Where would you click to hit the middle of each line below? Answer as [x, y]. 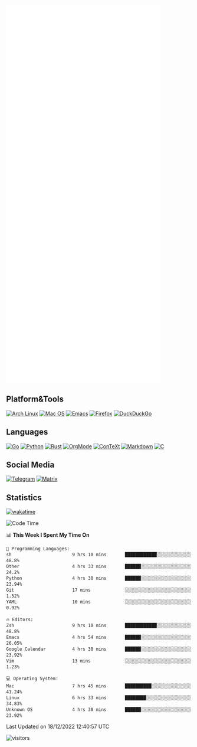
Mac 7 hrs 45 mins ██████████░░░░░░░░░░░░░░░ [99, 686]
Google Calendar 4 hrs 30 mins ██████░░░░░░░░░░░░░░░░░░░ [99, 649]
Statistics [24, 498]
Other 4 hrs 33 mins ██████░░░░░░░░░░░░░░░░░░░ [99, 567]
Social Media [30, 465]
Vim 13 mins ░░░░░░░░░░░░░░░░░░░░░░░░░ [99, 661]
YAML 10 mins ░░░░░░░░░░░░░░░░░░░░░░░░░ [99, 602]
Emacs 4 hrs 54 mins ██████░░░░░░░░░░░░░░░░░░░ [99, 637]
